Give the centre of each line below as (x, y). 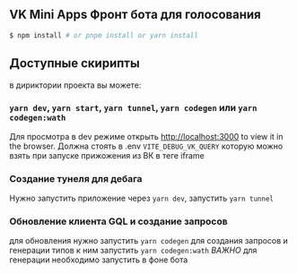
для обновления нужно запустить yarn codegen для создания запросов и (149, 241)
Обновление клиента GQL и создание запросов (118, 221)
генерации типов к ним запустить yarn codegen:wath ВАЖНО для (133, 251)
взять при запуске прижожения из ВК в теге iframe (107, 155)
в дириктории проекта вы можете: (75, 85)
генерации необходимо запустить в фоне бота (99, 260)
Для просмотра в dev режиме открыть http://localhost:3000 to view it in (146, 136)
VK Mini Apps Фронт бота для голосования (135, 15)
